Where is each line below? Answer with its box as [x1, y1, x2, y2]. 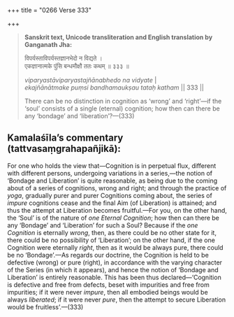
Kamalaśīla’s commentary [7, 132, 124, 144]
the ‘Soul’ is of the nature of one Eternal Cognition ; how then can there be [7, 213, 220, 222]
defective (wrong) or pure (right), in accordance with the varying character [7, 258, 222, 267]
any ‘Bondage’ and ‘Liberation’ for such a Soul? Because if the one [7, 220, 198, 230]
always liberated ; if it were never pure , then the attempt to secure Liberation [7, 295, 226, 304]
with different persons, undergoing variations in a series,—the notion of [7, 169, 213, 177]
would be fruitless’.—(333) [7, 302, 84, 311]
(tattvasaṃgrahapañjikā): [7, 143, 121, 155]
